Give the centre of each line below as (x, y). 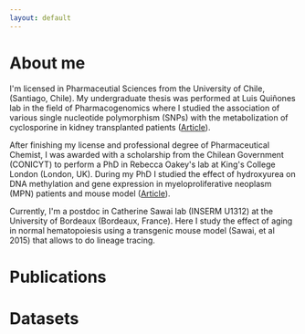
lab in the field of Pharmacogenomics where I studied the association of (145, 108)
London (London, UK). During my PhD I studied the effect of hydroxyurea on (152, 173)
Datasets (44, 318)
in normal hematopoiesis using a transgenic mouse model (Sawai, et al (142, 230)
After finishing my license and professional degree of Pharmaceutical (140, 145)
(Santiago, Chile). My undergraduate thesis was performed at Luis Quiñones (152, 98)
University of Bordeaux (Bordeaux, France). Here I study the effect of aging (151, 221)
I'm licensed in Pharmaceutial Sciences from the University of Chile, (137, 89)
